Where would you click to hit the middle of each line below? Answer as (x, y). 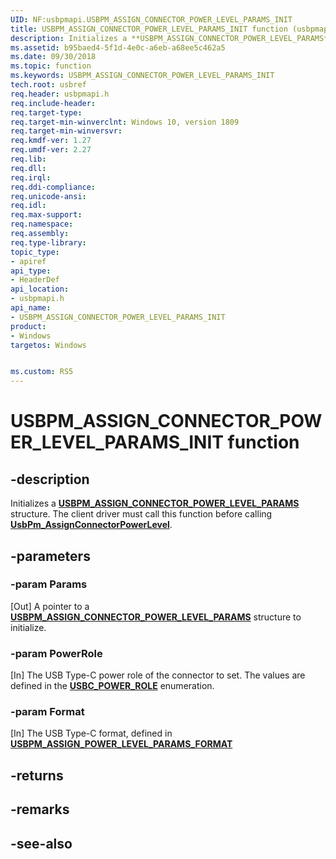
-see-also (41, 843)
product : (28, 326)
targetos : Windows (48, 345)
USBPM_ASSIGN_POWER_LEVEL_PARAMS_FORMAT (121, 744)
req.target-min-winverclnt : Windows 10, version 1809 (125, 122)
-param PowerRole (56, 653)
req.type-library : (48, 242)
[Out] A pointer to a (50, 606)
